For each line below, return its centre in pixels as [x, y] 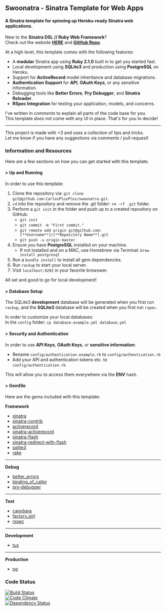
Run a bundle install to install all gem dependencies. [67, 260]
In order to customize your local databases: [49, 317]
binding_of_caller [30, 481]
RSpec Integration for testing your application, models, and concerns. [84, 103]
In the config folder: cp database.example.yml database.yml [66, 322]
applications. [19, 26]
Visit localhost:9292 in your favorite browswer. [60, 270]
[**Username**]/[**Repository [51, 235]
